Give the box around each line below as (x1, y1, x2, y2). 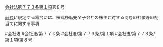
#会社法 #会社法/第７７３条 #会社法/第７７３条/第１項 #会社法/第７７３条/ (5, 31, 155, 36)
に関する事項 (13, 21, 39, 26)
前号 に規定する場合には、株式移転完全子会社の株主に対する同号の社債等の (5, 15, 154, 20)
